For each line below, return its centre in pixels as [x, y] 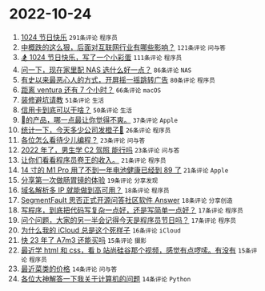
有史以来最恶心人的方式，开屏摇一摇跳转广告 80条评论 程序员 [118, 79]
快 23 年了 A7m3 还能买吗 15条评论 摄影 [84, 240]
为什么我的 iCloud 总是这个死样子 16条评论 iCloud [100, 230]
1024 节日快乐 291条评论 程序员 [69, 37]
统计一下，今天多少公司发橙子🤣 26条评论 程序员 [96, 130]
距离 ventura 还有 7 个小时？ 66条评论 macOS [91, 90]
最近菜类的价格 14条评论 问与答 [69, 269]
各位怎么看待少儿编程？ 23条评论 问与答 [83, 139]
